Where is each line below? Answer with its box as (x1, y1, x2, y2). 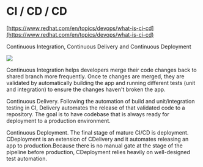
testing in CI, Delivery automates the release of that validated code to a (6, 104, 185, 111)
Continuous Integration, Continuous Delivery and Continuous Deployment (6, 43, 191, 50)
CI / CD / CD (6, 4, 67, 18)
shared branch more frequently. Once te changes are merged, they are (6, 72, 185, 80)
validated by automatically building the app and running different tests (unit (6, 79, 196, 86)
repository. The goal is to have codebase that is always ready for (6, 110, 170, 117)
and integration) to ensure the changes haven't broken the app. (6, 86, 166, 93)
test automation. (6, 155, 48, 162)
